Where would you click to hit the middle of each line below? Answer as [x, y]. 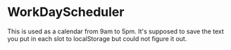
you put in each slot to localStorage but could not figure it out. [97, 38]
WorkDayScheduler [66, 12]
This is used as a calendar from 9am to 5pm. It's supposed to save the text [115, 31]
